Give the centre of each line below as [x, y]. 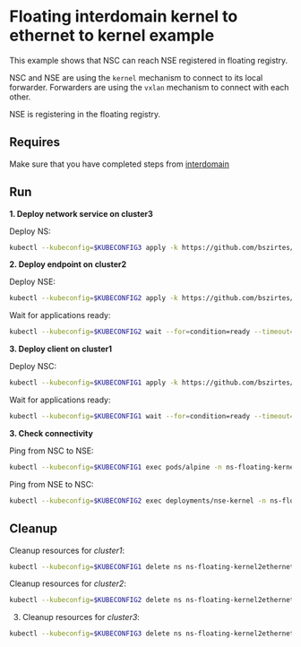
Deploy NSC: [33, 367]
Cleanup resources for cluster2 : [68, 583]
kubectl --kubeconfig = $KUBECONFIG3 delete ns [95, 634]
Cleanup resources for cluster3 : [81, 617]
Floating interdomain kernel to [124, 17]
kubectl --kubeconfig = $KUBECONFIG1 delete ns [95, 566]
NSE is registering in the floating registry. [85, 114]
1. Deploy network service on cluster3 [82, 213]
